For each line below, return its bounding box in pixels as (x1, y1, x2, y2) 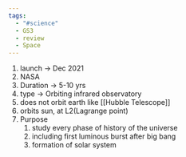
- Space (15, 42, 42, 50)
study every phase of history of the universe (31, 123, 178, 133)
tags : (8, 11, 26, 20)
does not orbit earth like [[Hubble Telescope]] (19, 98, 171, 107)
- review (15, 34, 45, 42)
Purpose (19, 115, 49, 124)
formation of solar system (31, 140, 117, 150)
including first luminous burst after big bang (31, 131, 176, 141)
